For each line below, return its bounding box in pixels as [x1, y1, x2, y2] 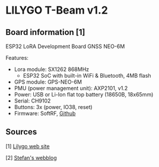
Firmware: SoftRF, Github [14, 110, 76, 117]
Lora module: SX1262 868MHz [14, 66, 90, 73]
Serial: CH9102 [14, 97, 51, 104]
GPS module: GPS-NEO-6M [14, 78, 82, 85]
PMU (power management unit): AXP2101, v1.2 [14, 85, 128, 92]
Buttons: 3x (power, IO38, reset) [14, 104, 93, 110]
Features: [5, 54, 29, 61]
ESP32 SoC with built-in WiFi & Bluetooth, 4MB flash [23, 72, 152, 79]
